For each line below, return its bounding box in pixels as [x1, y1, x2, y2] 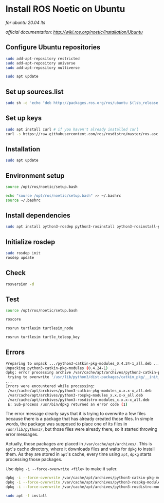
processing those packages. [5, 457, 63, 462]
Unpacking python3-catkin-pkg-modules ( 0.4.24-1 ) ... [5, 365, 117, 371]
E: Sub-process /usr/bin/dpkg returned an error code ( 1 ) [7, 402, 128, 407]
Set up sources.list [5, 87, 64, 96]
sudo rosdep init [5, 251, 41, 256]
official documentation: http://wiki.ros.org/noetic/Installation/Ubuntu [5, 29, 143, 35]
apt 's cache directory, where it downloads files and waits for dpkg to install [5, 446, 155, 452]
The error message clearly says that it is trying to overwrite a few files [5, 411, 146, 417]
